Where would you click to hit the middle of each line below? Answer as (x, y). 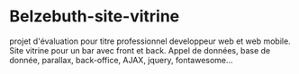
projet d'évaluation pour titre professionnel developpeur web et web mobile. (150, 41)
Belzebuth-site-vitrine (95, 16)
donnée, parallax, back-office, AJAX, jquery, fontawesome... (121, 60)
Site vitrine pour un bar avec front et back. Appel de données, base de (140, 50)
